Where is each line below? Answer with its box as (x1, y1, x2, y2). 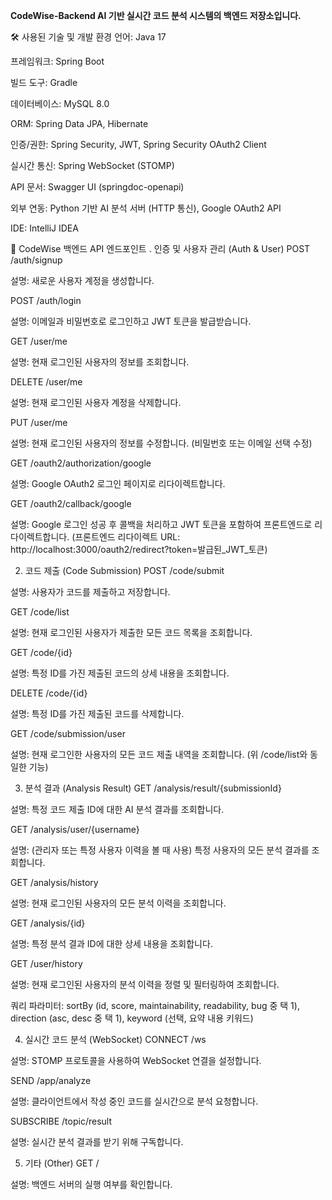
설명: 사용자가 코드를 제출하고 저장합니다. (10, 586, 171, 598)
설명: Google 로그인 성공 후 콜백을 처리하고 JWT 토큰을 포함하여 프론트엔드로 (10, 519, 313, 530)
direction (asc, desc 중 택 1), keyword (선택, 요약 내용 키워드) (10, 1012, 254, 1024)
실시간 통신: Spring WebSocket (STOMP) (10, 160, 175, 171)
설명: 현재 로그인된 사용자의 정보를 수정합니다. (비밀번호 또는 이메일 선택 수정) (10, 437, 313, 449)
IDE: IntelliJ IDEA (10, 222, 79, 234)
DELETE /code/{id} (10, 687, 88, 699)
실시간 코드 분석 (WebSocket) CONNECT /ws (24, 1034, 207, 1045)
